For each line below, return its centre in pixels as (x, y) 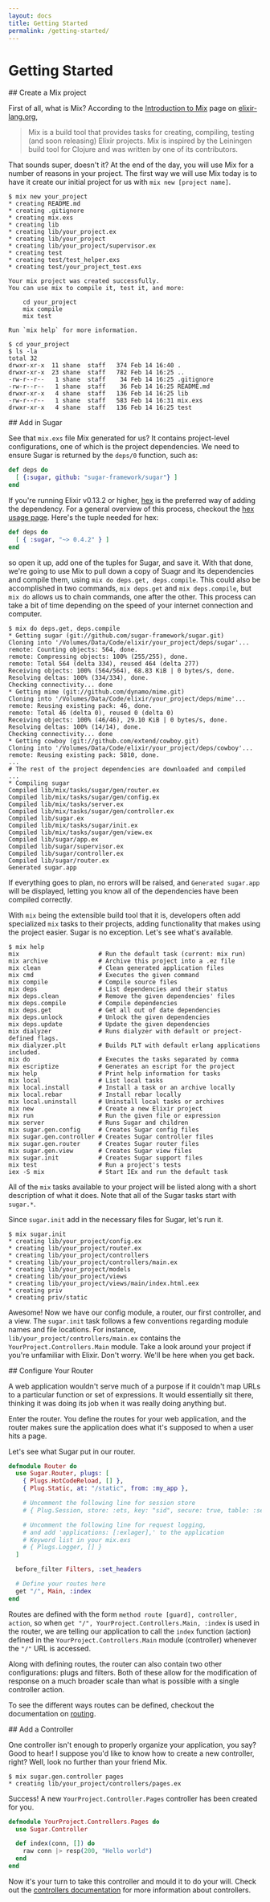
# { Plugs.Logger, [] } (63, 1548)
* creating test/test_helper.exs (64, 260)
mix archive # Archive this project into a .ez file (122, 961)
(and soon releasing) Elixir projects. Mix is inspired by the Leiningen (140, 141)
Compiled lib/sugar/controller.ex (66, 853)
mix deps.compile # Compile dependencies (93, 1003)
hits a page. (28, 1436)
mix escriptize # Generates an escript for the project (122, 1066)
